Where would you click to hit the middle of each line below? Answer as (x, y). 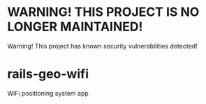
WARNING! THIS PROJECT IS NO (103, 12)
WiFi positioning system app (48, 93)
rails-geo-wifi (48, 74)
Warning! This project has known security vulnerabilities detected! (102, 46)
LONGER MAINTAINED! (75, 27)
